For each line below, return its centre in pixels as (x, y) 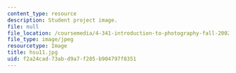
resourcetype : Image (38, 46)
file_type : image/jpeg (40, 40)
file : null (23, 26)
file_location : (29, 33)
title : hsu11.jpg (33, 53)
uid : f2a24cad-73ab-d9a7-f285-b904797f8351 (72, 59)
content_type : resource (42, 14)
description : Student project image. (63, 20)
